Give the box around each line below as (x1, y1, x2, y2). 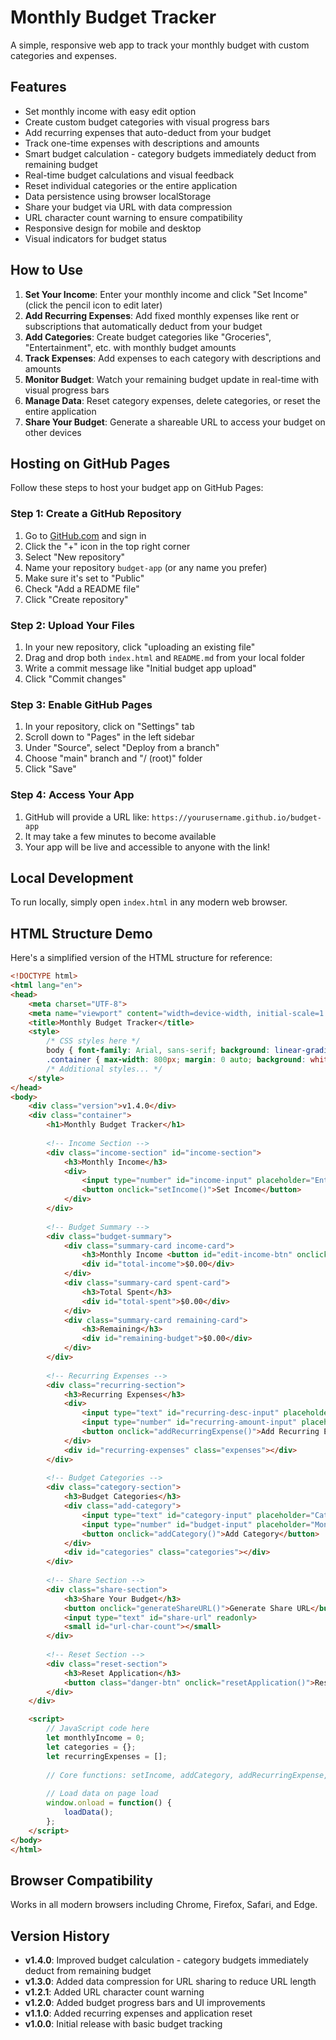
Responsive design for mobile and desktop (24, 222, 202, 234)
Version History (10, 1927, 110, 1945)
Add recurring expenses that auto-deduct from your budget (24, 126, 272, 138)
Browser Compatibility (10, 1872, 153, 1889)
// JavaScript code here (46, 1724, 150, 1734)
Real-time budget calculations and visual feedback (24, 169, 235, 181)
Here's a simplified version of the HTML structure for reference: (10, 952, 273, 964)
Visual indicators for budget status (24, 232, 167, 245)
